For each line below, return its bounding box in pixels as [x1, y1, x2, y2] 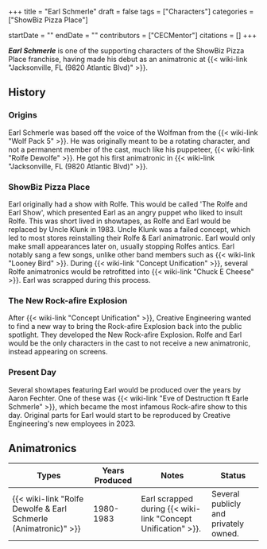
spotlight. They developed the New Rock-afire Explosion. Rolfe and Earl [8, 330, 242, 340]
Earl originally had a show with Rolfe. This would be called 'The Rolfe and [8, 199, 248, 209]
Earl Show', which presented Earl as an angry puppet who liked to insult [8, 207, 243, 217]
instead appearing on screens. [8, 347, 108, 357]
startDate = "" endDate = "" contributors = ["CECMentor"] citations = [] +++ [8, 31, 257, 40]
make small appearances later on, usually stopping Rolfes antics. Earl [8, 242, 235, 251]
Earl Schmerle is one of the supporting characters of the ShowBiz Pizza [8, 46, 245, 55]
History [8, 86, 46, 99]
